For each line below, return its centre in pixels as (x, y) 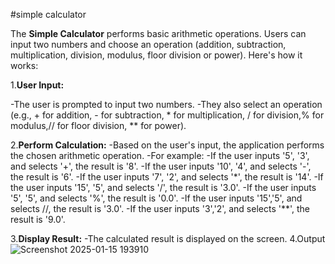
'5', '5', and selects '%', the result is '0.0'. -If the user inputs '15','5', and (156, 198)
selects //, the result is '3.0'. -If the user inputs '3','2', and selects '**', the (160, 208)
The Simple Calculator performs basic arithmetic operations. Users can (158, 33)
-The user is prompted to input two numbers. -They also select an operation (166, 104)
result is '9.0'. (38, 219)
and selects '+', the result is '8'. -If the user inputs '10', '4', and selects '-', (161, 166)
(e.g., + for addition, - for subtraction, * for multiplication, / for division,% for (167, 115)
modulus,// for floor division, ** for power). (98, 125)
